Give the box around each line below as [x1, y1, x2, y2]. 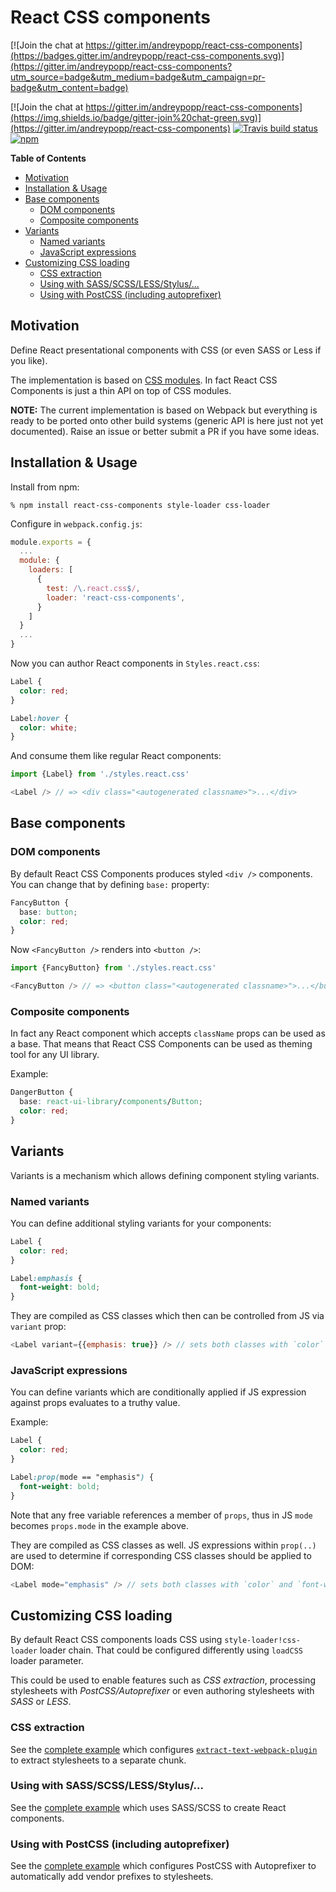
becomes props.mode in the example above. [10, 1519, 190, 1531]
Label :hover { [10, 713, 70, 723]
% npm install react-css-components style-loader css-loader [10, 500, 271, 510]
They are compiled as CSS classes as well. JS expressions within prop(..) [10, 1539, 317, 1551]
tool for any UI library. [10, 1049, 100, 1061]
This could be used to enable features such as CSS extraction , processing [10, 1674, 316, 1686]
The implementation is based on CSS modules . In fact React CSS [10, 374, 278, 386]
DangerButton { [10, 1087, 74, 1098]
